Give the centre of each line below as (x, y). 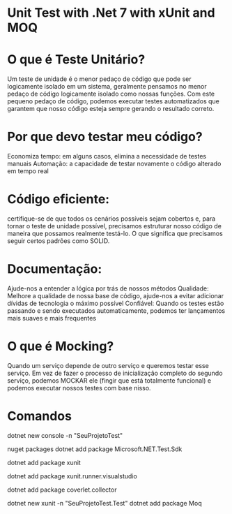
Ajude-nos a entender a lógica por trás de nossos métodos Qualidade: (108, 288)
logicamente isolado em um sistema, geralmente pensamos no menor (107, 87)
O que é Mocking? (61, 346)
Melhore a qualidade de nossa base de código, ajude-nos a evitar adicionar (116, 295)
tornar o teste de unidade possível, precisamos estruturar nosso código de (114, 226)
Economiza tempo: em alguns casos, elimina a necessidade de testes (107, 156)
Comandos (39, 416)
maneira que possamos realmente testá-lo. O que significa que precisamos (115, 233)
